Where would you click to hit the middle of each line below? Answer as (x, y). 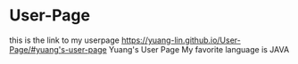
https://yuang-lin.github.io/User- (181, 40)
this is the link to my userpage (65, 40)
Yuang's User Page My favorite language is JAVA (199, 49)
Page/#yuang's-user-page (58, 49)
